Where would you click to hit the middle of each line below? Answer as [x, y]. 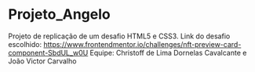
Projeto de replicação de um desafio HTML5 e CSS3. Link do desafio [119, 36]
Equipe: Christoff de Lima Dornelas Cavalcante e [168, 52]
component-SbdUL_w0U [48, 52]
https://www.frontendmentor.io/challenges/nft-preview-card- [142, 44]
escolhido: [25, 44]
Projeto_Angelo [60, 14]
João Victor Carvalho [42, 61]
